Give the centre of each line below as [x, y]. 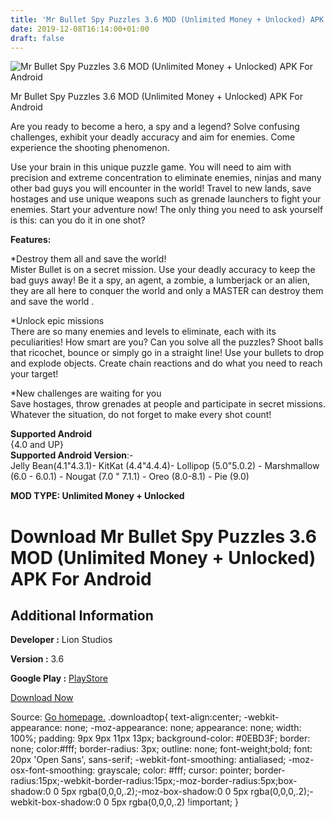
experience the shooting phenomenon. [90, 148]
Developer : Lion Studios [61, 640]
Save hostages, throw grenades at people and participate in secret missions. [168, 404]
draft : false [37, 38]
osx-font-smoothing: [53, 770]
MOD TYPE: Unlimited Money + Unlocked [97, 496]
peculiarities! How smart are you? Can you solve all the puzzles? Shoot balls [167, 342]
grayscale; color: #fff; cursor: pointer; [174, 770]
